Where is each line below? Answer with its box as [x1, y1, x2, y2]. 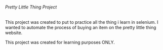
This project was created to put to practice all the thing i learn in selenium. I [5, 19, 159, 25]
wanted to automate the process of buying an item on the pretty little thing [5, 25, 157, 31]
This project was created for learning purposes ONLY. [5, 40, 115, 46]
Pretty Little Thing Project [5, 4, 57, 10]
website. [5, 30, 23, 36]
